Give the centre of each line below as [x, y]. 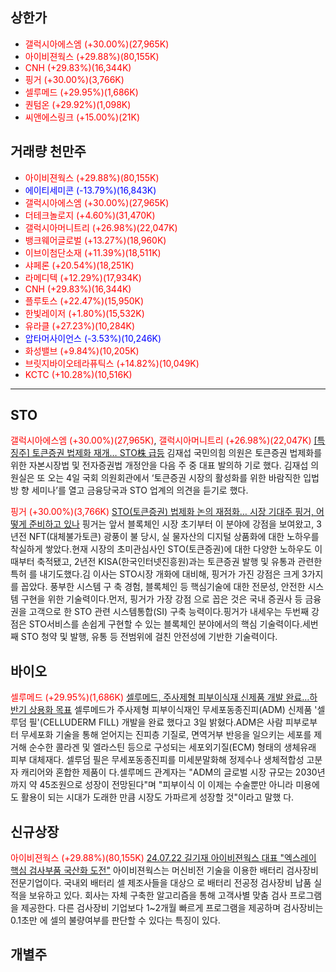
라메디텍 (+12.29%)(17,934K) [83, 277]
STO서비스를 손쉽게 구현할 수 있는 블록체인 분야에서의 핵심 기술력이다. [165, 624]
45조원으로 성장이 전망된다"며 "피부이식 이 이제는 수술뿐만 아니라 [166, 785]
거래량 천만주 [48, 151]
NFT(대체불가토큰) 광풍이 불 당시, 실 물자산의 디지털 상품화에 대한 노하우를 [174, 537]
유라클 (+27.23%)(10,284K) [80, 325]
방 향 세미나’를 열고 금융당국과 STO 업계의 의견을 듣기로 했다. [129, 490]
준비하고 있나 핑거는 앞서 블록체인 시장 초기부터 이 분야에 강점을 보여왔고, [171, 524]
